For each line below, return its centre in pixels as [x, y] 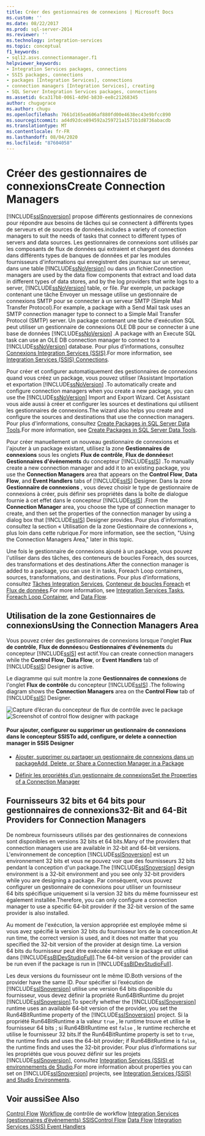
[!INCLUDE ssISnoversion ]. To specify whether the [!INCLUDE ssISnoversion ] [101, 1001]
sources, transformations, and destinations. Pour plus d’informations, [93, 577]
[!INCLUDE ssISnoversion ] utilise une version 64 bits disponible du [89, 988]
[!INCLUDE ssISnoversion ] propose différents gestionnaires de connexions [99, 216]
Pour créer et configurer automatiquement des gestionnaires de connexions [102, 371]
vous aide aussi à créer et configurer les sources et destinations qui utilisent [102, 404]
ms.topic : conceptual [34, 47]
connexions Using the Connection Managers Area [102, 626]
